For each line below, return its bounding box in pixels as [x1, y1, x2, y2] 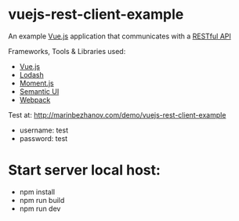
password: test [19, 133, 68, 143]
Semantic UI [19, 86, 60, 96]
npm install [19, 187, 56, 197]
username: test [19, 125, 69, 135]
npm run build [19, 195, 65, 205]
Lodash [19, 70, 45, 79]
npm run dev [19, 204, 61, 213]
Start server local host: [8, 161, 161, 179]
